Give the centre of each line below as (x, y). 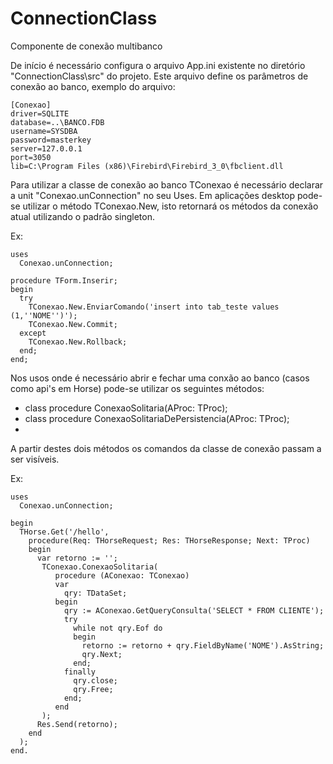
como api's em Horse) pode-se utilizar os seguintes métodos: (137, 388)
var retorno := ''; (77, 558)
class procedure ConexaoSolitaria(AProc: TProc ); (126, 408)
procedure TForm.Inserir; (64, 280)
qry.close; (95, 680)
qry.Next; (102, 654)
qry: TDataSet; (95, 593)
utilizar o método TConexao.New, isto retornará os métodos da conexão (170, 206)
